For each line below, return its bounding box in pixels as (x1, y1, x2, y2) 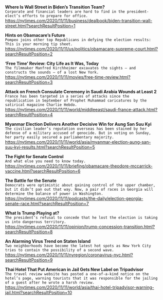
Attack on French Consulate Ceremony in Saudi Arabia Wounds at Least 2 (5, 89, 157, 94)
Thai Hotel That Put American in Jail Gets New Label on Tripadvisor (5, 267, 144, 272)
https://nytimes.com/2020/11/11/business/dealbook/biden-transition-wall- (5, 18, 152, 23)
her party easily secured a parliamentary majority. (5, 135, 114, 140)
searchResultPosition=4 (5, 112, 53, 117)
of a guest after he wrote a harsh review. (5, 280, 95, 285)
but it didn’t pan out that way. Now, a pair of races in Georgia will (5, 187, 153, 192)
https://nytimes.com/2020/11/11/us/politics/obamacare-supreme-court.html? (5, 46, 158, 51)
